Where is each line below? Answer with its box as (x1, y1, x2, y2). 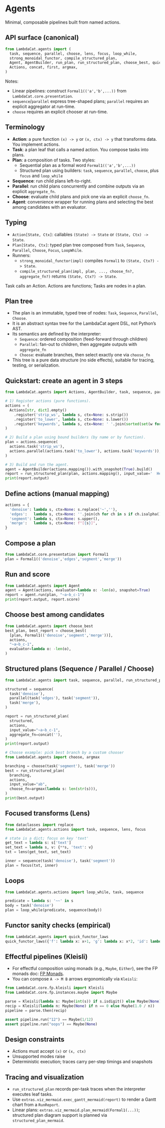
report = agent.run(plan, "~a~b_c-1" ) (5, 593, 84, 597)
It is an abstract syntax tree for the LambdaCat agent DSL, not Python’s (12, 320, 156, 326)
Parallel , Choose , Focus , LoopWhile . (12, 247, 83, 253)
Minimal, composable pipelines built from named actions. (5, 19, 121, 25)
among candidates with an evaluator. (12, 204, 87, 210)
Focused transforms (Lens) (5, 809, 90, 817)
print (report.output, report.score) (5, 597, 80, 602)
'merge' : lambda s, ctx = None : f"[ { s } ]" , (9, 521, 98, 526)
